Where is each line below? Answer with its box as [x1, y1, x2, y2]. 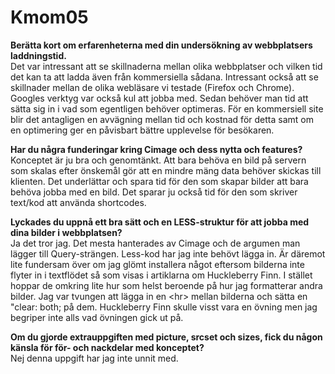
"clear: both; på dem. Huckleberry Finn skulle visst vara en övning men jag [10, 301, 318, 313]
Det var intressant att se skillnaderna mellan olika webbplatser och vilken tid [10, 60, 323, 72]
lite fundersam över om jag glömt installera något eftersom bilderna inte [10, 258, 305, 270]
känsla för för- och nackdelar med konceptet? [10, 341, 205, 353]
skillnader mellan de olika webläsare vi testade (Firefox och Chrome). [10, 81, 295, 93]
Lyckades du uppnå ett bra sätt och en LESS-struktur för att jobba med [10, 216, 310, 228]
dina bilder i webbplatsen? [10, 226, 123, 238]
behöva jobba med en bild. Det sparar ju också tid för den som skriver [10, 186, 298, 198]
